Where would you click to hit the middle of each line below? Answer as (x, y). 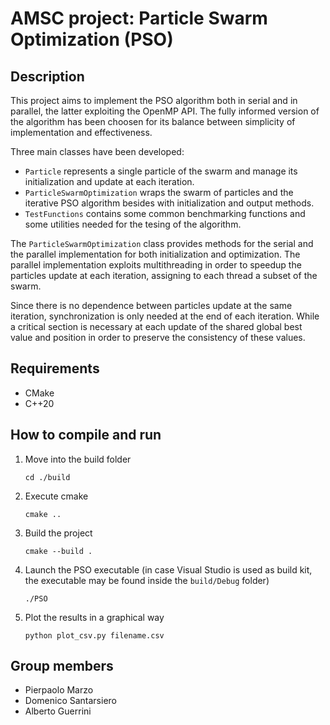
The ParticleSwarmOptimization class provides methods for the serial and (162, 243)
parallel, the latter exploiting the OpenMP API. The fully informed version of (165, 111)
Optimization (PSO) (92, 39)
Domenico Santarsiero (70, 701)
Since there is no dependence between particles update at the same (151, 305)
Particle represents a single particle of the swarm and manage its (161, 171)
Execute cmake (56, 496)
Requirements (55, 368)
